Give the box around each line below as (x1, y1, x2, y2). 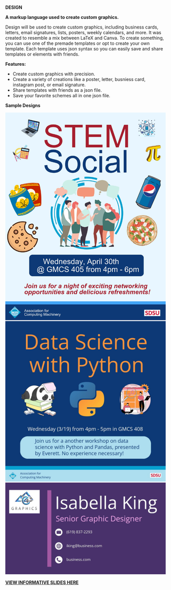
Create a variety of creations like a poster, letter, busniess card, (12, 76, 146, 82)
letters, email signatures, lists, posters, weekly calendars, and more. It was (5, 30, 161, 35)
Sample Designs (5, 102, 41, 109)
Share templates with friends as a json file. (12, 87, 102, 93)
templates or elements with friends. (5, 51, 80, 57)
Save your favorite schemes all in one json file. (12, 93, 110, 98)
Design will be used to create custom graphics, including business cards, (5, 24, 159, 30)
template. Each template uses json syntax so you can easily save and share (5, 46, 163, 51)
